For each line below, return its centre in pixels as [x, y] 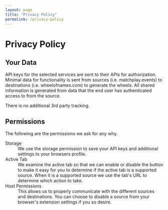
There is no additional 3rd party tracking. [47, 106]
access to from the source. [33, 96]
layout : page [19, 10]
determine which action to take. [50, 181]
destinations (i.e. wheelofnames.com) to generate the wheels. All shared [80, 85]
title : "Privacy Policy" [31, 15]
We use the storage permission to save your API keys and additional [88, 149]
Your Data [21, 63]
